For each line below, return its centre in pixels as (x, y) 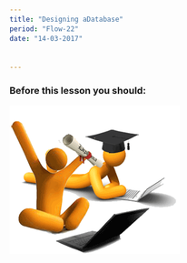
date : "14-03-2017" (46, 38)
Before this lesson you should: (78, 91)
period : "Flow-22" (44, 29)
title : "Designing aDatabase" (67, 19)
